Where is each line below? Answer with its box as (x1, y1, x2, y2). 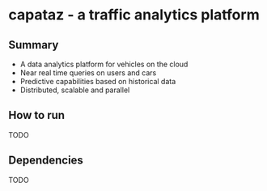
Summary (8, 38, 59, 52)
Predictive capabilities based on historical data (19, 77, 176, 86)
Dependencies (8, 154, 83, 168)
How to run (8, 108, 66, 122)
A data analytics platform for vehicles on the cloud (19, 59, 189, 69)
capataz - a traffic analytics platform (8, 6, 261, 24)
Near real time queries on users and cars (19, 68, 157, 78)
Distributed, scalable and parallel (19, 85, 130, 95)
